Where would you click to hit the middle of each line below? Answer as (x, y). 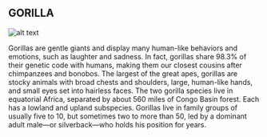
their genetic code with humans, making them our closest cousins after (125, 65)
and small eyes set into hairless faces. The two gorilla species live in (121, 91)
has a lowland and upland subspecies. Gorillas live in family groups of (123, 107)
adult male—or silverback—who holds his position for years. (108, 124)
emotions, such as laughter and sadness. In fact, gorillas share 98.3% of (128, 56)
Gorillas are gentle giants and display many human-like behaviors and (123, 48)
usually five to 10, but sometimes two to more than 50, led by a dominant (128, 116)
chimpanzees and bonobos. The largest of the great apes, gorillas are (123, 73)
